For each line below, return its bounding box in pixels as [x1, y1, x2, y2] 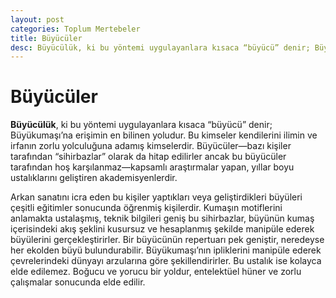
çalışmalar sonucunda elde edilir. [10, 276, 146, 288]
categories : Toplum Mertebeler [10, 24, 141, 34]
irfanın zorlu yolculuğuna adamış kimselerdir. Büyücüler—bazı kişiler [10, 140, 292, 152]
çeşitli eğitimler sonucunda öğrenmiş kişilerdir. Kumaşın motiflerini [10, 202, 283, 214]
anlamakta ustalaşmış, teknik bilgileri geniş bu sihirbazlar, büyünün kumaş [10, 212, 315, 225]
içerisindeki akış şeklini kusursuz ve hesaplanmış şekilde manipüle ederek [10, 223, 315, 235]
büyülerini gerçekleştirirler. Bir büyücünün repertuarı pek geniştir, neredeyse [10, 234, 325, 246]
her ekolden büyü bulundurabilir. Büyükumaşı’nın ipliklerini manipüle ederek [10, 244, 322, 256]
